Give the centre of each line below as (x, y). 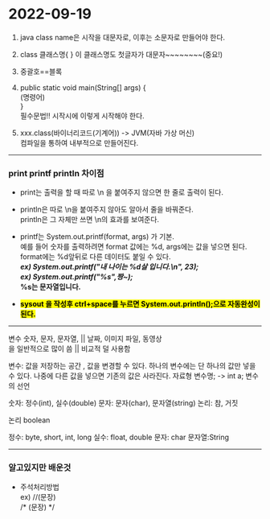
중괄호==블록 (41, 71)
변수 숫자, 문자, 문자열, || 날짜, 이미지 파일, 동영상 (85, 339)
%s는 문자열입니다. (51, 287)
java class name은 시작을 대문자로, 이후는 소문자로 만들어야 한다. (123, 37)
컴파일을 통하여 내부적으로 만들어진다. (79, 142)
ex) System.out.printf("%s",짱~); (76, 277)
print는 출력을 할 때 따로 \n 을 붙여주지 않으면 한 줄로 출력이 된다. (121, 192)
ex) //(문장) (38, 496)
